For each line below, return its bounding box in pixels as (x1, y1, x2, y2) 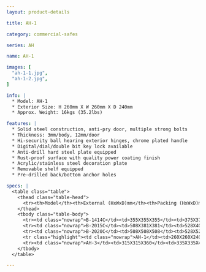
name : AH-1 (6, 53, 34, 59)
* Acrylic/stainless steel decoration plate (12, 161, 128, 167)
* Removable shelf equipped (12, 166, 84, 172)
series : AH (6, 42, 34, 48)
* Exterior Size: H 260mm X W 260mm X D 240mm (12, 104, 133, 110)
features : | (6, 121, 37, 127)
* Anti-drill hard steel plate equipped (12, 149, 116, 155)
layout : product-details (6, 9, 70, 15)
